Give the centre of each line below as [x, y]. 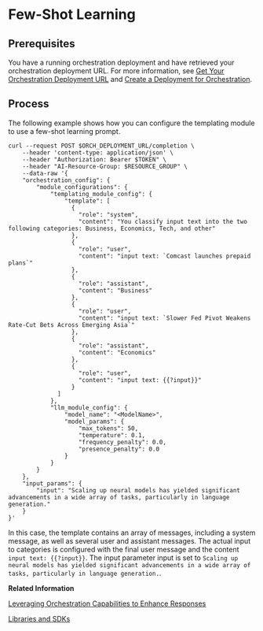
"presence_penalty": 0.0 [119, 449]
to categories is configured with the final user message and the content [124, 549]
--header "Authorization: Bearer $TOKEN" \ [95, 159]
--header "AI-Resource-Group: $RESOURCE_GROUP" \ [105, 166]
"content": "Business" [115, 290]
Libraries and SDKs [39, 618]
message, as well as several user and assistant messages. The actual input [130, 540]
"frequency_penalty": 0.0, [122, 442]
